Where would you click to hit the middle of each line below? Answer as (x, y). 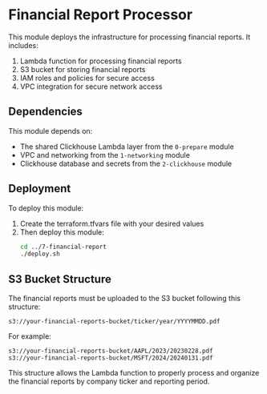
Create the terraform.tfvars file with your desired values (112, 223)
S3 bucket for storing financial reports (83, 69)
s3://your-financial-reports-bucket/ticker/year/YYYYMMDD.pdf (114, 322)
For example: (30, 336)
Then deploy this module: (62, 232)
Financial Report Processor (101, 15)
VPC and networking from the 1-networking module (105, 155)
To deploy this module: (46, 208)
